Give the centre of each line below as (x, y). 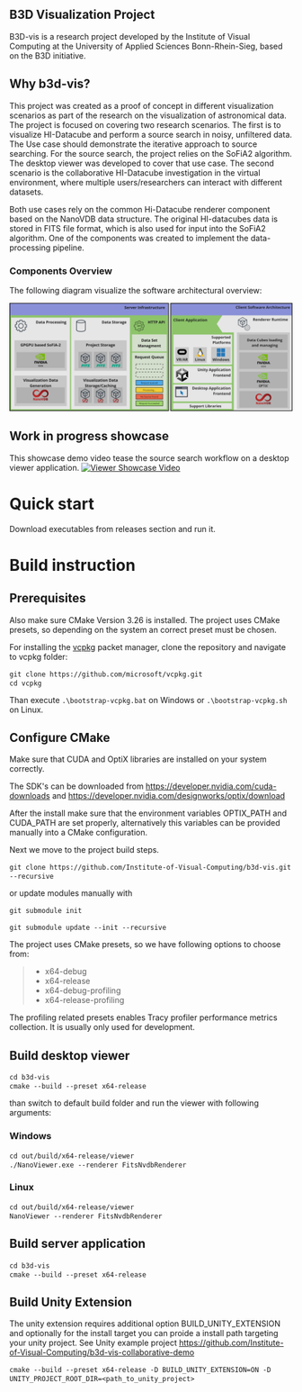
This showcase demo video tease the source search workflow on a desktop (149, 457)
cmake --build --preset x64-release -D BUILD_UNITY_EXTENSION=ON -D (140, 1370)
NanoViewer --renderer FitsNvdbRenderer (86, 1216)
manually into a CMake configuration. (79, 833)
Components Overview (61, 271)
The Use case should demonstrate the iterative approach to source (133, 144)
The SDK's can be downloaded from (76, 786)
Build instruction (73, 565)
